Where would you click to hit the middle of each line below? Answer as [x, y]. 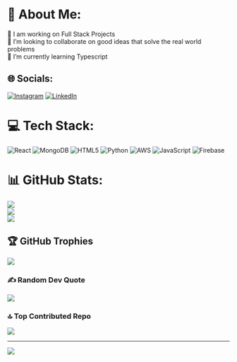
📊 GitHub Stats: [55, 180]
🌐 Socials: [30, 79]
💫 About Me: [44, 14]
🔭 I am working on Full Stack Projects [61, 34]
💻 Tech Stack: [51, 125]
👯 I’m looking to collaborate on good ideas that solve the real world [104, 41]
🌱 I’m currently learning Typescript [57, 57]
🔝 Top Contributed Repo [49, 316]
